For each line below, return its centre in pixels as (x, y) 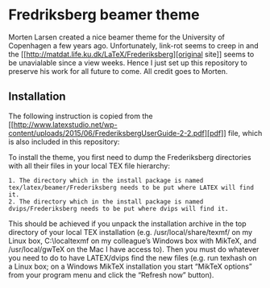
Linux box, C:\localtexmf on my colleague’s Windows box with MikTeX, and (132, 241)
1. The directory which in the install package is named (106, 180)
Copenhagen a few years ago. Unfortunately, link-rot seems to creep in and (134, 45)
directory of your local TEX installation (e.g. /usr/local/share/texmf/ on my (130, 232)
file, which (245, 133)
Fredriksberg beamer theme (104, 15)
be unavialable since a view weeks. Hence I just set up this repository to (128, 63)
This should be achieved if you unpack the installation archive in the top (128, 224)
